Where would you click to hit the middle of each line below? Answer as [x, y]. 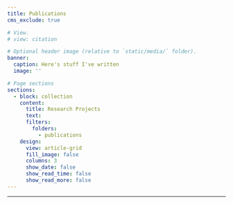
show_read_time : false [58, 174]
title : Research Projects [63, 109]
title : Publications [37, 14]
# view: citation [32, 39]
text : [33, 116]
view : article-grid [53, 148]
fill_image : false [52, 154]
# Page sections [31, 83]
